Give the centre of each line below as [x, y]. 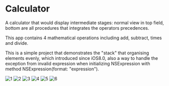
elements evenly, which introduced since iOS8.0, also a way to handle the [81, 58]
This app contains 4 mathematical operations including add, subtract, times [84, 38]
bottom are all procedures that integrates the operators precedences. [77, 28]
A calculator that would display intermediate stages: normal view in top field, [84, 23]
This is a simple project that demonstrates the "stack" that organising [77, 53]
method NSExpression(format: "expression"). [52, 69]
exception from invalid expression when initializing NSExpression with [78, 63]
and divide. [17, 43]
